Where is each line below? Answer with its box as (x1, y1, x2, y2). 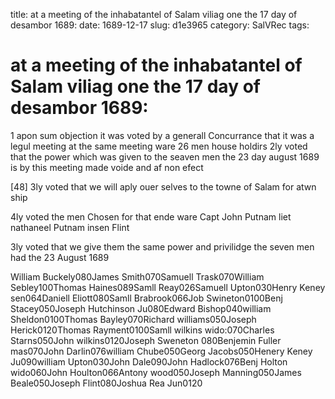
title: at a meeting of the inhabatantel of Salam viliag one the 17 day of (10, 9, 298, 20)
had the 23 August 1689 (10, 251, 110, 263)
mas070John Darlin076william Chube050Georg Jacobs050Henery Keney (10, 345, 313, 357)
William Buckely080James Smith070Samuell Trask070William (10, 270, 265, 283)
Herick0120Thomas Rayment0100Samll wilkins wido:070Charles (10, 324, 275, 336)
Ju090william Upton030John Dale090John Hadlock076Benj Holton (10, 355, 288, 368)
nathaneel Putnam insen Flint (10, 221, 130, 233)
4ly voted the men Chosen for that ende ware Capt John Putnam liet (10, 210, 292, 223)
